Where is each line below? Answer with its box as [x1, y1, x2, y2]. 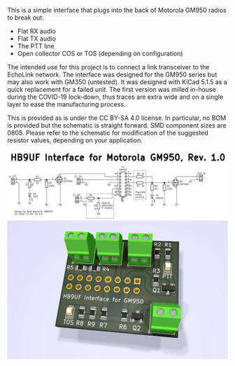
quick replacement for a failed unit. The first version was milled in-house [7, 86, 217, 93]
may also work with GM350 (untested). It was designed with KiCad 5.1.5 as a [7, 78, 227, 86]
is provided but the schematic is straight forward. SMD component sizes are [7, 121, 227, 129]
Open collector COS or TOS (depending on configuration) [17, 49, 183, 57]
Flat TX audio [17, 34, 56, 43]
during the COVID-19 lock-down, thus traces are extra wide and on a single [7, 93, 224, 101]
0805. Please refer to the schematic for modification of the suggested [7, 129, 208, 137]
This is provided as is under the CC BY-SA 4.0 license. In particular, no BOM [7, 114, 227, 122]
